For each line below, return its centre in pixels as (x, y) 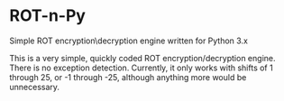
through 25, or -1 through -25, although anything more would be (128, 77)
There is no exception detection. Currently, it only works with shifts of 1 (141, 68)
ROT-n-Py (47, 16)
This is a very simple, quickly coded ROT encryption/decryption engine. (142, 58)
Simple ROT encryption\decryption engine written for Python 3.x (128, 41)
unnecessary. (35, 87)
